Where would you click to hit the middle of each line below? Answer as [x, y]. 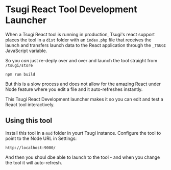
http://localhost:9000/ [31, 148]
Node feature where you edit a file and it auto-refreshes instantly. [74, 89]
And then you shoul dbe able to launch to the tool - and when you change [83, 157]
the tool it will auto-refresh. [34, 162]
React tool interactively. [30, 104]
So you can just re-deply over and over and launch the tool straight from [81, 60]
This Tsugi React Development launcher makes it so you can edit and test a [84, 99]
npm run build [20, 74]
